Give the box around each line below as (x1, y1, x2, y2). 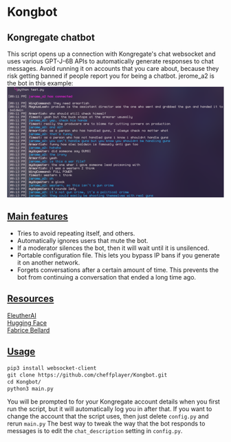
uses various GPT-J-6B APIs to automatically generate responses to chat (7, 57, 214, 65)
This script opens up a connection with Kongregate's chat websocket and (7, 50, 216, 58)
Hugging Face (7, 318, 47, 327)
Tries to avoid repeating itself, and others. (16, 229, 135, 238)
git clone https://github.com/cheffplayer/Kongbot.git (7, 372, 168, 379)
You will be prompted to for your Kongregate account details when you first (7, 397, 220, 406)
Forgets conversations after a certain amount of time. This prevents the (16, 266, 219, 274)
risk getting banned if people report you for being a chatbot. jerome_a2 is (7, 72, 215, 80)
